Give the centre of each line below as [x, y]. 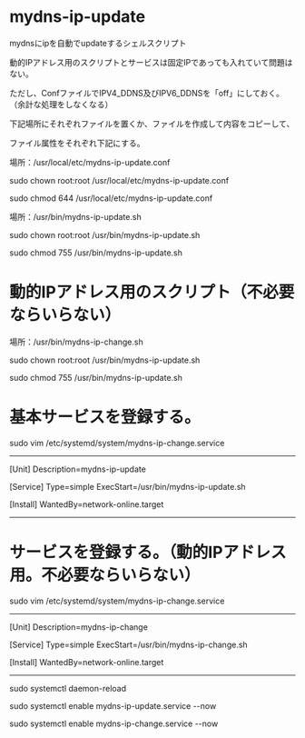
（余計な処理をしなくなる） [61, 104]
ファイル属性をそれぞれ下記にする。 [77, 143]
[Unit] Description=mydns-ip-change [79, 627]
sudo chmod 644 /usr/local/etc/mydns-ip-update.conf [111, 198]
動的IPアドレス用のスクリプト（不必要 [152, 292]
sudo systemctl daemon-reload [68, 688]
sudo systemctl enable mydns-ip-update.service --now [113, 705]
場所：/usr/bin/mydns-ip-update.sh [76, 216]
